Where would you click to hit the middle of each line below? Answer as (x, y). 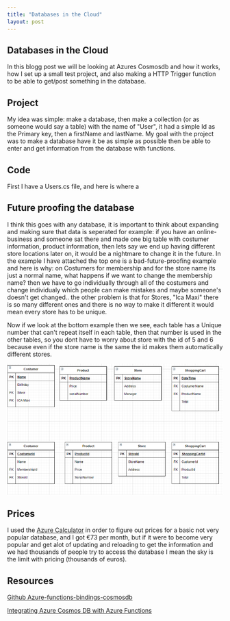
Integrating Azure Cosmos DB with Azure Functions (79, 611)
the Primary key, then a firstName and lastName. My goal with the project (111, 134)
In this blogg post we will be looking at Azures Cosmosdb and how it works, (114, 67)
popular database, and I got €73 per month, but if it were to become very (110, 537)
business (20, 239)
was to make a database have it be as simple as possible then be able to (109, 141)
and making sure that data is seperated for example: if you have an (101, 231)
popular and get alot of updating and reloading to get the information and (110, 545)
